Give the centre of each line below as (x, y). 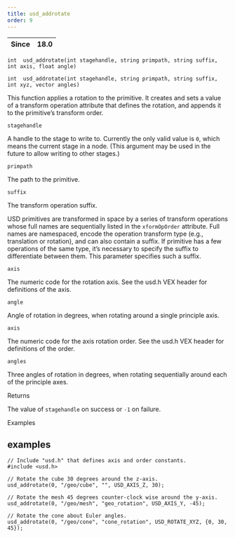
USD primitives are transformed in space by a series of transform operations (117, 219)
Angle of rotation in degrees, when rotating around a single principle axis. (113, 315)
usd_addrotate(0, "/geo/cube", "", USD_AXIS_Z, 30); (86, 485)
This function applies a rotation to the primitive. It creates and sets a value (114, 97)
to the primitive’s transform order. (55, 112)
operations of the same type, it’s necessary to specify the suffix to (103, 248)
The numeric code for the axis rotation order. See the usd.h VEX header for (116, 341)
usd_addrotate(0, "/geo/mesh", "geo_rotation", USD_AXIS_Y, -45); (106, 504)
